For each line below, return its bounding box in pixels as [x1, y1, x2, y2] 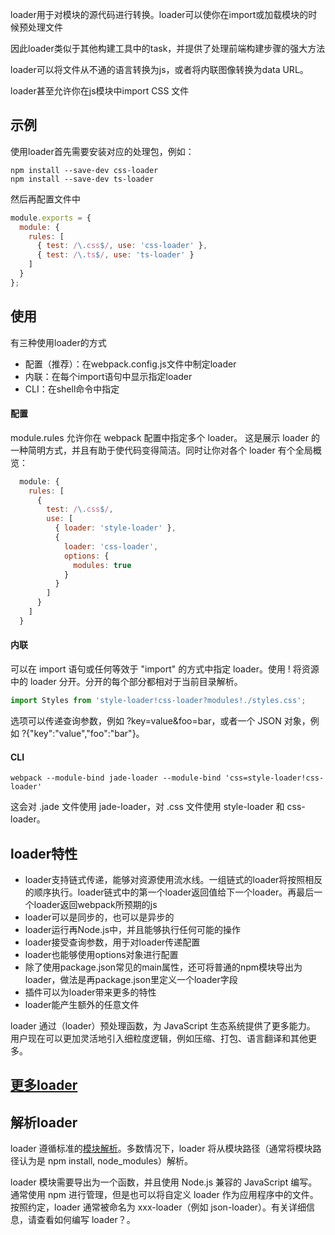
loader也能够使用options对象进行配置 [24, 948, 179, 960]
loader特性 [10, 845, 78, 862]
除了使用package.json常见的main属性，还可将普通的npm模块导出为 [24, 961, 303, 973]
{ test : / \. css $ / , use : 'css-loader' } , [36, 241, 208, 251]
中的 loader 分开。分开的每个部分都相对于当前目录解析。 [10, 676, 243, 688]
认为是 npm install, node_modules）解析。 [18, 1155, 194, 1167]
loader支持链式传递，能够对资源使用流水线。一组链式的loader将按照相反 [24, 873, 323, 885]
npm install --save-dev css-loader [10, 165, 159, 175]
